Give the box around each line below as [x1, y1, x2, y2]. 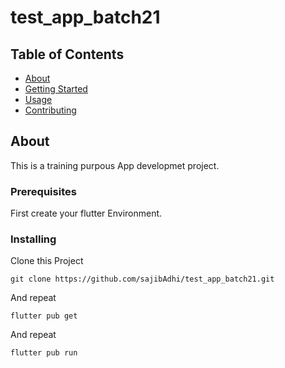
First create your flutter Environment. [10, 207, 163, 220]
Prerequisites [10, 184, 77, 198]
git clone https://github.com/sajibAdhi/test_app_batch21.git [10, 274, 275, 285]
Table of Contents [10, 46, 125, 63]
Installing [10, 232, 57, 246]
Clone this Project [10, 255, 84, 267]
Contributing [24, 104, 77, 116]
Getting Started [24, 83, 88, 95]
